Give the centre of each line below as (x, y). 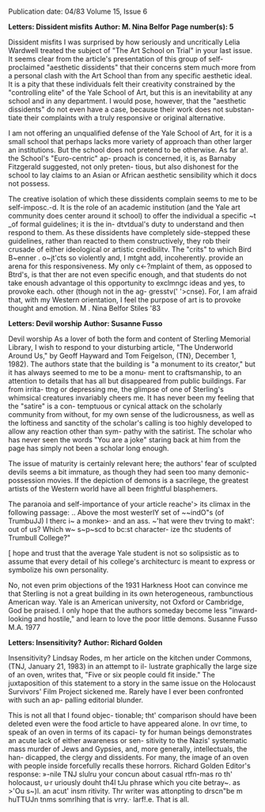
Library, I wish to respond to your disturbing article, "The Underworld (121, 347)
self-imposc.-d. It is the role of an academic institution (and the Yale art (124, 207)
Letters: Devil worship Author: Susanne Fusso (85, 323)
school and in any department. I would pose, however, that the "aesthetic (127, 101)
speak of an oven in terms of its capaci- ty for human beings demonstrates (130, 732)
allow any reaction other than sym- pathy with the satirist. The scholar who (130, 431)
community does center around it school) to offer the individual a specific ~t (132, 216)
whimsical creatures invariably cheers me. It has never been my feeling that (131, 398)
